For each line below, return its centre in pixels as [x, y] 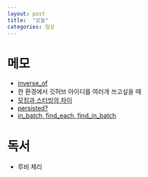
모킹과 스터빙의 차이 [45, 100]
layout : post [26, 14]
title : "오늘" [28, 20]
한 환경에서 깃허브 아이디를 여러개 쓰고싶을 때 [79, 92]
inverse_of [32, 83]
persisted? [33, 108]
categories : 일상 [31, 27]
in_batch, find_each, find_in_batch [67, 115]
